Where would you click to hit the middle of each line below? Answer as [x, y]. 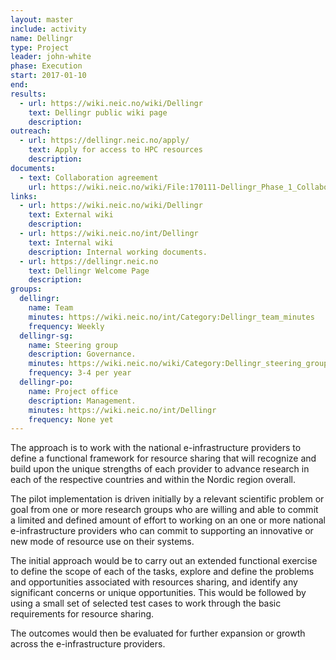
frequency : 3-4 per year [80, 373]
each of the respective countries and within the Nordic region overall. [153, 480]
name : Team [51, 308]
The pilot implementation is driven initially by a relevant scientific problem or [167, 499]
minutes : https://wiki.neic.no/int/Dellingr [122, 410]
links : [24, 196]
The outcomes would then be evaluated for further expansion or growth [158, 633]
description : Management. [82, 401]
